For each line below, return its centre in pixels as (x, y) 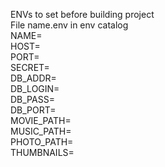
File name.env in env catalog (69, 25)
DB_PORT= (33, 110)
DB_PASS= (32, 99)
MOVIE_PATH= (41, 120)
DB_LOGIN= (35, 88)
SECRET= (30, 67)
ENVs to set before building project (82, 14)
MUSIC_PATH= (41, 131)
